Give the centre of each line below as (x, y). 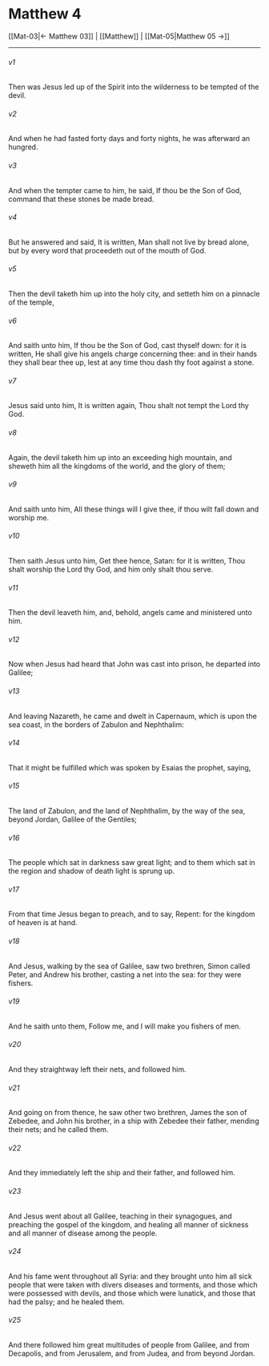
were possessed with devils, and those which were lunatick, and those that (132, 1293)
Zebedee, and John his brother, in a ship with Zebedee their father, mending (134, 1121)
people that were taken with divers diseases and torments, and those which (133, 1284)
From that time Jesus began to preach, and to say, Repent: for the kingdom (132, 914)
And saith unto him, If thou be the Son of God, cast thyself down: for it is (127, 346)
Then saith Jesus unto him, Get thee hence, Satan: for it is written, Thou (127, 560)
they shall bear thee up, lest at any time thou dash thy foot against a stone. (131, 362)
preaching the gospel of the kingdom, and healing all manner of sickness (128, 1224)
